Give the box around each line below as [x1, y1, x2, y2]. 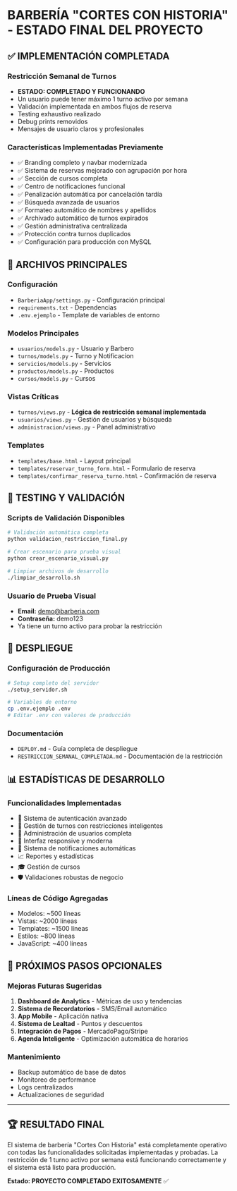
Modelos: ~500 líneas [17, 910, 81, 918]
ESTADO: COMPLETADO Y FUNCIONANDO [17, 87, 145, 95]
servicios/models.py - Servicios [17, 360, 111, 368]
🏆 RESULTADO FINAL [7, 1118, 104, 1130]
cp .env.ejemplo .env [7, 705, 71, 712]
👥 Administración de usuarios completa [17, 829, 132, 838]
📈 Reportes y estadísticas [17, 852, 94, 860]
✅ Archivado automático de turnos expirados [17, 214, 149, 222]
